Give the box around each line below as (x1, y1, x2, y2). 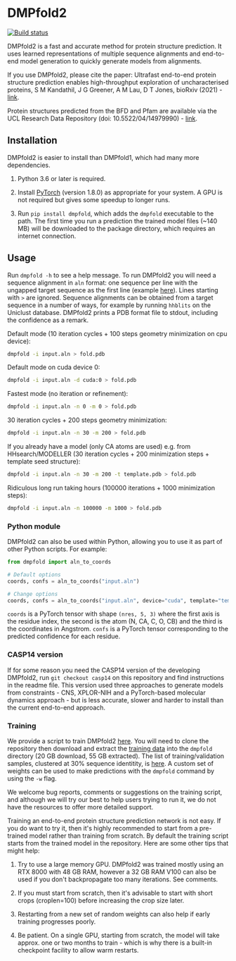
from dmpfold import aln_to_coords (7, 559, 112, 566)
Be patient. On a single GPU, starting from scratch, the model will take (17, 931, 220, 940)
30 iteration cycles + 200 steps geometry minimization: (7, 416, 167, 424)
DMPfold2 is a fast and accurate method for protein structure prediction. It (7, 42, 223, 50)
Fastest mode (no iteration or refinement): (7, 390, 129, 398)
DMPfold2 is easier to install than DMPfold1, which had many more (7, 153, 199, 161)
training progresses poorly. (17, 917, 96, 926)
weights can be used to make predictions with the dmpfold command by (7, 767, 215, 776)
